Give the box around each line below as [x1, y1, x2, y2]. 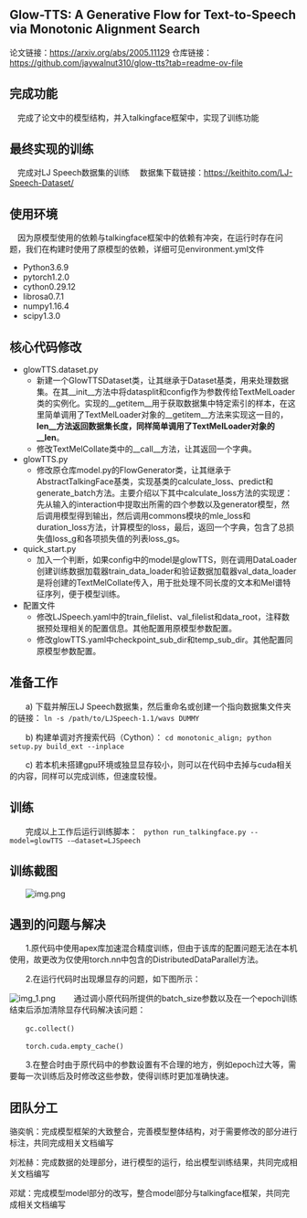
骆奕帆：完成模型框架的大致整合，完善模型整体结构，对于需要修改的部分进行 [9, 1126, 298, 1137]
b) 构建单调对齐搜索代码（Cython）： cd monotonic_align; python [26, 731, 272, 743]
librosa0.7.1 [22, 291, 64, 302]
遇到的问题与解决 [9, 916, 106, 932]
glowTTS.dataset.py [22, 365, 99, 376]
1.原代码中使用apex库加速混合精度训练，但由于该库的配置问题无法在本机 [26, 943, 298, 954]
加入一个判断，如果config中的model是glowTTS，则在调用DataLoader [36, 555, 297, 566]
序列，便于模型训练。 [44, 588, 125, 599]
